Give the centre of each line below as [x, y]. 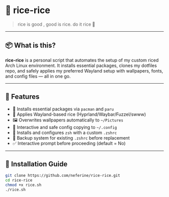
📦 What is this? [31, 46]
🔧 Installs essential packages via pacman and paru [63, 109]
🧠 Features [22, 97]
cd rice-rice [19, 180]
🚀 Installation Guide [36, 164]
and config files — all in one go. [38, 76]
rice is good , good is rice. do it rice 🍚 [56, 24]
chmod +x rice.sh [23, 185]
